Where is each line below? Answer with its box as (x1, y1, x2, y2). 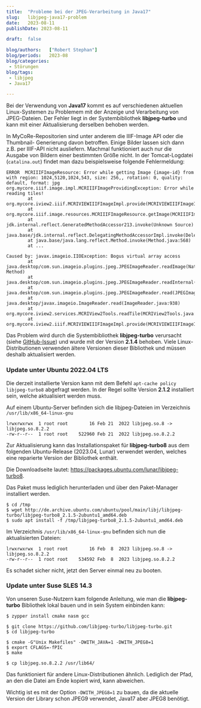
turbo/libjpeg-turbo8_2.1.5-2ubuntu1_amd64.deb (6, 512, 127, 518)
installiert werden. (6, 490, 51, 497)
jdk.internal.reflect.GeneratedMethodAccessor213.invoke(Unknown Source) (6, 222, 194, 228)
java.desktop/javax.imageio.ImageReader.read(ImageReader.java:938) (6, 300, 181, 307)
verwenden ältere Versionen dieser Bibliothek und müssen (42, 344, 186, 352)
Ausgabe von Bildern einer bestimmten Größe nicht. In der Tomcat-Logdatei (6, 152, 193, 159)
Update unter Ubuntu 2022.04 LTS (6, 366, 109, 374)
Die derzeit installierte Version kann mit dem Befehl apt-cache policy (6, 379, 176, 386)
